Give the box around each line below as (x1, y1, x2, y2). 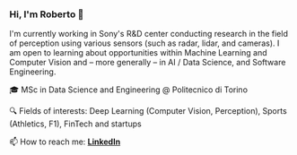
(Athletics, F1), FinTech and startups (9, 118, 142, 129)
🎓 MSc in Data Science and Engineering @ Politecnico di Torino (9, 84, 249, 95)
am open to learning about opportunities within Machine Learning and (9, 47, 267, 58)
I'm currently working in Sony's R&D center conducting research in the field (9, 29, 289, 39)
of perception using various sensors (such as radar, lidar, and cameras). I (9, 38, 280, 48)
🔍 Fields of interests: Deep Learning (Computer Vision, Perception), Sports (9, 106, 287, 116)
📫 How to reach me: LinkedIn (9, 136, 121, 147)
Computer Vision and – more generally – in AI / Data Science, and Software (9, 57, 286, 68)
